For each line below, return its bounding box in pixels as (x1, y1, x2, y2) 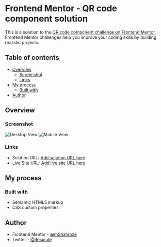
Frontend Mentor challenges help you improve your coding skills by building (5, 34, 157, 40)
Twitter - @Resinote (12, 237, 52, 243)
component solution (5, 13, 88, 24)
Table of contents (5, 54, 59, 62)
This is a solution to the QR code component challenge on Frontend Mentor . (5, 29, 156, 35)
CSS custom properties (12, 204, 59, 211)
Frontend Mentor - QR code (5, 3, 117, 14)
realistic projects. (5, 39, 40, 45)
